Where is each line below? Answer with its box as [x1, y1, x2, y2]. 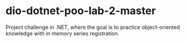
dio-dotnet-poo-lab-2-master [5, 4, 156, 18]
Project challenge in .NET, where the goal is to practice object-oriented [5, 24, 180, 31]
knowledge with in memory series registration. [5, 29, 120, 37]
